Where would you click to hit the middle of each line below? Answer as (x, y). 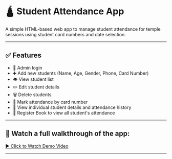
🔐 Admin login (27, 67)
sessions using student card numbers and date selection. (66, 34)
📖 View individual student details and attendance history (72, 107)
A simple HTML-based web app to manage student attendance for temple (83, 29)
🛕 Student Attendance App (65, 12)
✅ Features (24, 55)
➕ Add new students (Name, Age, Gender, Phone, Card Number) (81, 73)
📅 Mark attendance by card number (50, 102)
